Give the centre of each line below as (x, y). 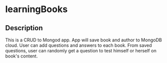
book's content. (21, 56)
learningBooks (37, 9)
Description (24, 28)
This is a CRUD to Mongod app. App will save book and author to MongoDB (84, 40)
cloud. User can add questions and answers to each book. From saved (79, 45)
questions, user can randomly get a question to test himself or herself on (81, 51)
